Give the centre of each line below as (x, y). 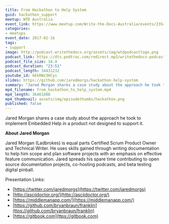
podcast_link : (20, 57)
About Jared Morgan (27, 133)
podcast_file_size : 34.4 (31, 62)
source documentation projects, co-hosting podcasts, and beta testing (78, 164)
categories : (18, 29)
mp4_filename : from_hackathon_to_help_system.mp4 (58, 90)
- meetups (16, 33)
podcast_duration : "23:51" (33, 66)
